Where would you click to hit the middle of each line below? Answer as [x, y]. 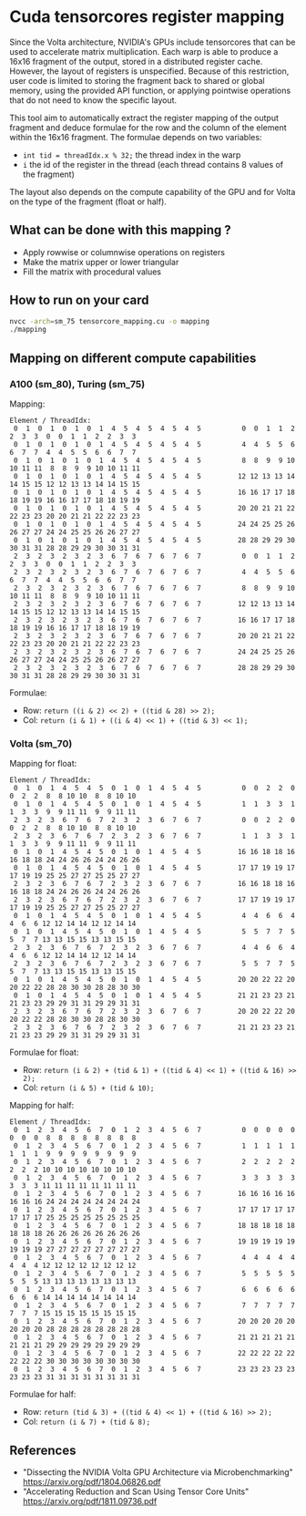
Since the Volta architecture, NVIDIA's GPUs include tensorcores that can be [153, 42]
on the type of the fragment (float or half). [88, 201]
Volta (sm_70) [41, 743]
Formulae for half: [43, 1394]
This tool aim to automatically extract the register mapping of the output [144, 118]
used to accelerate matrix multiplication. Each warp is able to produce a [144, 51]
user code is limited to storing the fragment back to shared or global [138, 80]
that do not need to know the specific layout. [93, 100]
